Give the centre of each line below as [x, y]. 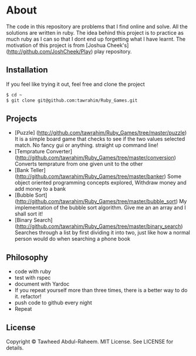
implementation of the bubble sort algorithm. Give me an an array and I [100, 208]
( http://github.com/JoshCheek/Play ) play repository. [69, 51]
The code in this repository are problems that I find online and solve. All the [97, 26]
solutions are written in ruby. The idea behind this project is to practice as [95, 32]
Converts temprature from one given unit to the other [79, 164]
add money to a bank [40, 189]
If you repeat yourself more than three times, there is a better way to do [101, 290]
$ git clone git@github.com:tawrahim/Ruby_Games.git [72, 100]
